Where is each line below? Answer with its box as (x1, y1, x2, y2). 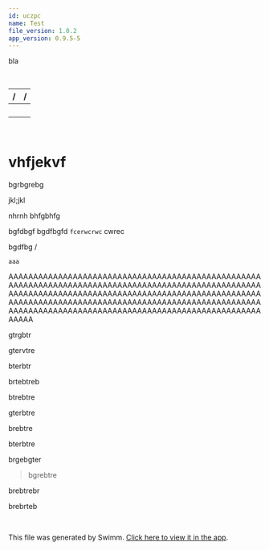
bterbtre (8, 439, 36, 449)
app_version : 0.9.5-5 (8, 34, 81, 43)
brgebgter (8, 455, 42, 465)
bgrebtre (27, 470, 58, 480)
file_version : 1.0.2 (8, 27, 78, 35)
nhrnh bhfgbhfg (8, 211, 60, 221)
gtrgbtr (8, 330, 32, 340)
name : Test (8, 19, 45, 27)
